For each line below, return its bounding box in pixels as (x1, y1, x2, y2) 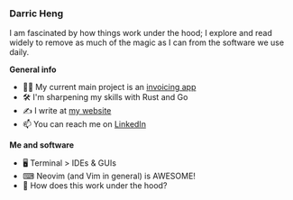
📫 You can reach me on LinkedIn (22, 119, 147, 130)
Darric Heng (9, 7, 64, 20)
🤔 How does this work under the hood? (22, 180, 168, 191)
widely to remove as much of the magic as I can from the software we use (9, 37, 285, 48)
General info (9, 64, 57, 75)
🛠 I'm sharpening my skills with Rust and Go (22, 92, 188, 103)
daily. (9, 47, 30, 58)
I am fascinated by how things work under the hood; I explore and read (9, 28, 273, 39)
